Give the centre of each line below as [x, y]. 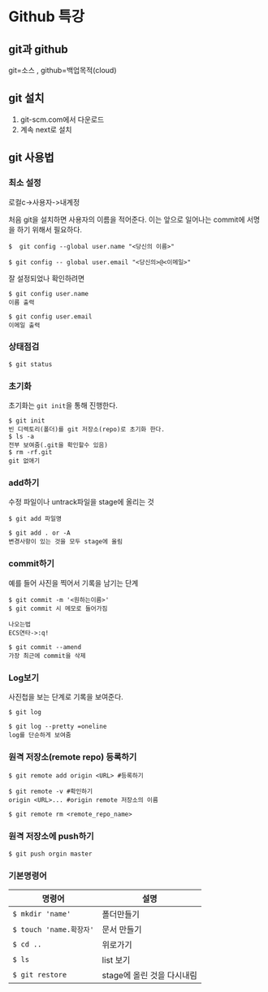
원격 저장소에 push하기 [51, 836]
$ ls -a [22, 437]
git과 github [39, 49]
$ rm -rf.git [30, 453]
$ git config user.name [49, 293]
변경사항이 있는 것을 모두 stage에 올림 [66, 542]
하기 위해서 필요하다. [50, 229]
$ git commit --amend [45, 647]
